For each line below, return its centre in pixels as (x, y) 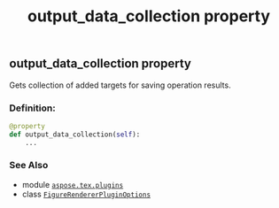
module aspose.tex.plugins (73, 184)
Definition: (32, 108)
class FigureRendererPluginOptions (86, 194)
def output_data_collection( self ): (75, 135)
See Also (29, 166)
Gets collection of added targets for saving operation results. (120, 85)
